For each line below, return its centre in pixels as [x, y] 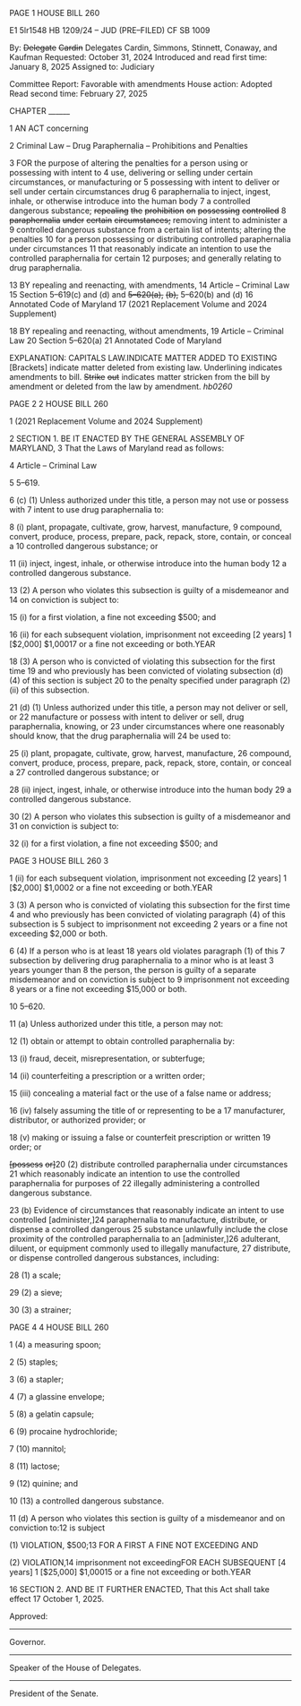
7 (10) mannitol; [38, 1449]
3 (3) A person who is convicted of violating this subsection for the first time [150, 905]
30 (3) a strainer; [40, 1310]
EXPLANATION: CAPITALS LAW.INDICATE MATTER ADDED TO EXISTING [143, 358]
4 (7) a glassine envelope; [57, 1396]
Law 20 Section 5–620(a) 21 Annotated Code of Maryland [116, 340]
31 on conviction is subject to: [64, 826]
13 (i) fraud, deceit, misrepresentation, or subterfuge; [107, 1058]
